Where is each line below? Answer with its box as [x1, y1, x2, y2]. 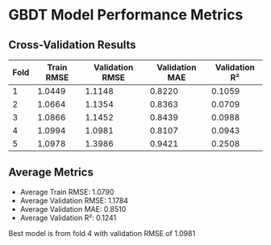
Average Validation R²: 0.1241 [19, 213, 117, 222]
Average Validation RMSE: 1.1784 [19, 196, 129, 205]
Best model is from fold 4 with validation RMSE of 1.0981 [8, 228, 196, 238]
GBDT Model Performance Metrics [8, 6, 244, 24]
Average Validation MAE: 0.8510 [19, 204, 127, 213]
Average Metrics [8, 166, 94, 180]
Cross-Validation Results [8, 38, 136, 52]
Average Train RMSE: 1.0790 [19, 187, 115, 196]
